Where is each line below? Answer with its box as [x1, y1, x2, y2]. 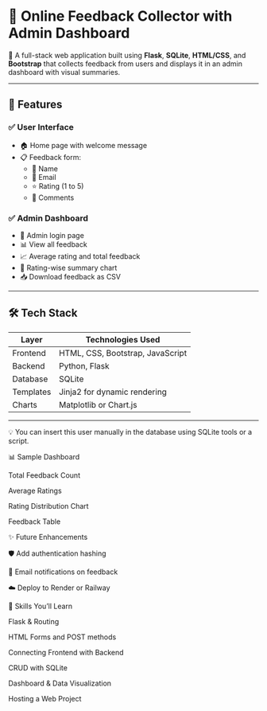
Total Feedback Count [8, 470, 81, 480]
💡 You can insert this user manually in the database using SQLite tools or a [8, 427, 253, 436]
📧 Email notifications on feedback [8, 567, 118, 576]
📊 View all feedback [19, 239, 87, 249]
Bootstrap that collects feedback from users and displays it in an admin [8, 59, 243, 68]
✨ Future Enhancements [8, 532, 88, 541]
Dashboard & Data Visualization [8, 678, 112, 688]
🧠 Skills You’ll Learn [8, 601, 73, 611]
